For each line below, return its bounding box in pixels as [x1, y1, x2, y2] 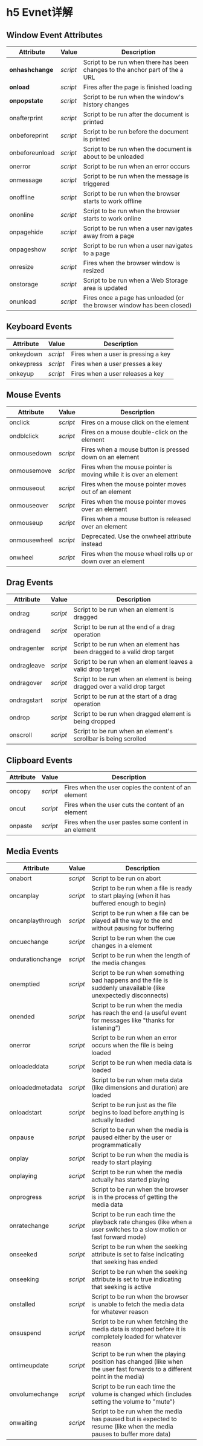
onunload [9, 297, 36, 306]
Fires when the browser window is [83, 259, 181, 267]
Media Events [6, 846, 59, 856]
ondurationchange [9, 955, 62, 963]
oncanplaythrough [9, 916, 62, 925]
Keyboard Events [6, 321, 72, 332]
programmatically [91, 1141, 141, 1149]
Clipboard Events [6, 755, 72, 765]
